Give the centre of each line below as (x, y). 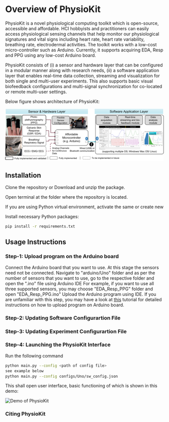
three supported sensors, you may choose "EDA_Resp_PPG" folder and (79, 289)
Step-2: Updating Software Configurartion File (63, 318)
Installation (23, 175)
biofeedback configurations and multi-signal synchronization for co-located (84, 86)
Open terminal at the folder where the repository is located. (67, 197)
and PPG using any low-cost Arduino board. (51, 55)
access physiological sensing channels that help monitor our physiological (82, 34)
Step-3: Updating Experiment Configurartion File (66, 331)
